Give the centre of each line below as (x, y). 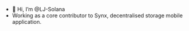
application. (27, 22)
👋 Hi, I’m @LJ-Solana (38, 9)
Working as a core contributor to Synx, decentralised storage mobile (97, 15)
